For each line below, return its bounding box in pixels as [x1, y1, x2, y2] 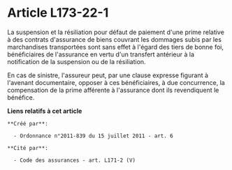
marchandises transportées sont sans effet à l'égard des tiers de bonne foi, [7, 42, 224, 51]
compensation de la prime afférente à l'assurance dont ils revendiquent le [7, 86, 219, 94]
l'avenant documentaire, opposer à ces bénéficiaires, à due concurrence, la [7, 78, 225, 86]
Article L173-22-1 [7, 5, 109, 21]
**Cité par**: [7, 144, 49, 151]
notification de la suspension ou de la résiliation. [7, 57, 146, 65]
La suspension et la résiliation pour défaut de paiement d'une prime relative [7, 28, 225, 36]
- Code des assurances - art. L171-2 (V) [13, 157, 136, 164]
